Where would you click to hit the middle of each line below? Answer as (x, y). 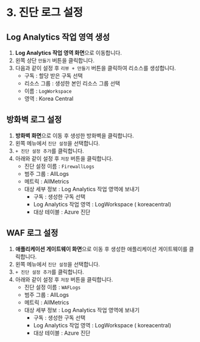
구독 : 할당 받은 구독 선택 (54, 76)
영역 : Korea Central (49, 99)
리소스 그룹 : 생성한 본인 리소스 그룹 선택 (72, 83)
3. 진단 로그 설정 (45, 13)
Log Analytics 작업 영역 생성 (58, 37)
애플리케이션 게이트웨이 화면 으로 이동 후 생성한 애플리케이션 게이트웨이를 (101, 249)
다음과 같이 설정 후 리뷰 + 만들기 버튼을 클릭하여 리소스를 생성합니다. (95, 68)
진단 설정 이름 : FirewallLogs (59, 166)
